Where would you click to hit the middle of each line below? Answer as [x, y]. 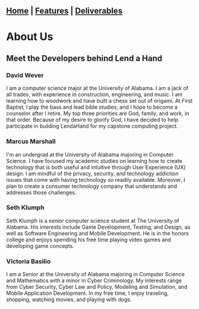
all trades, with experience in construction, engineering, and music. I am [94, 94]
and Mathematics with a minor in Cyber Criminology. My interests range [94, 280]
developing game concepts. [40, 246]
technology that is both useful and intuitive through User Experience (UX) [96, 167]
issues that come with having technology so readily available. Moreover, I [96, 179]
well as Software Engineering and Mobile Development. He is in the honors [97, 233]
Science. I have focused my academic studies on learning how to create [94, 160]
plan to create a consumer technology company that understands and [91, 186]
